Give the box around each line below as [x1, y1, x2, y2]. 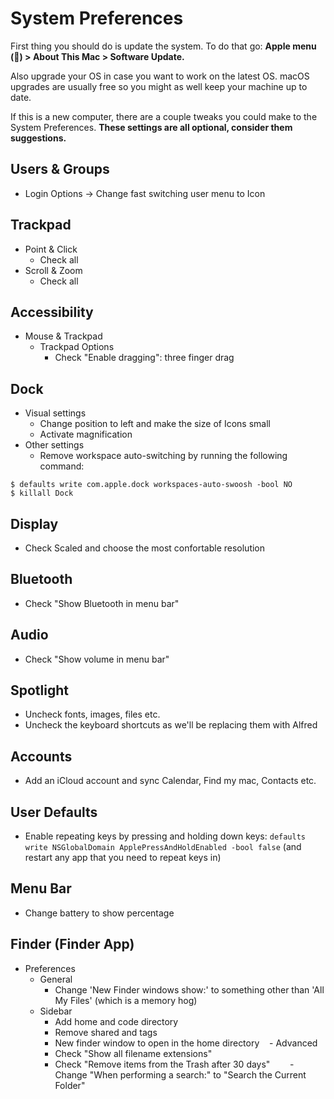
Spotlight [10, 682, 70, 699]
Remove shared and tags [54, 1026, 158, 1038]
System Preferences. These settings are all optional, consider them [10, 121, 293, 133]
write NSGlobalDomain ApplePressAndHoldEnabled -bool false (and [24, 841, 302, 853]
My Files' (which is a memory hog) [54, 994, 198, 1006]
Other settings [24, 439, 85, 451]
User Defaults [10, 803, 98, 821]
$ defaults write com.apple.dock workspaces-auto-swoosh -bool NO [10, 480, 293, 490]
